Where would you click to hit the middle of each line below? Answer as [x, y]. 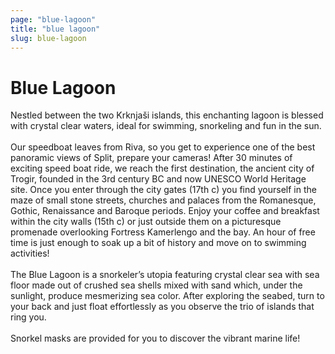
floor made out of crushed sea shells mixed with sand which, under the [156, 285]
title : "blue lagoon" [55, 29]
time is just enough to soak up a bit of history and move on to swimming [158, 243]
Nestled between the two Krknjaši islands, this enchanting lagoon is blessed [167, 115]
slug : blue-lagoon [48, 38]
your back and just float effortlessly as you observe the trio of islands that [162, 307]
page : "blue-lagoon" [53, 19]
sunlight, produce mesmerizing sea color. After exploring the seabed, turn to [167, 296]
